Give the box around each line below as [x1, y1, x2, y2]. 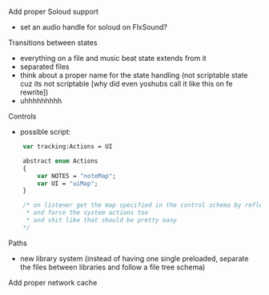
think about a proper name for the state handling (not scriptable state [19, 71, 248, 79]
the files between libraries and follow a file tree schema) [19, 262, 206, 272]
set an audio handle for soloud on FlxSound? [19, 22, 168, 31]
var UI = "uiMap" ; [37, 180, 98, 188]
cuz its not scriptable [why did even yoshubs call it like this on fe [19, 79, 234, 88]
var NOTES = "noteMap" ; [37, 172, 116, 180]
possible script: [19, 127, 71, 136]
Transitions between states [8, 38, 98, 47]
